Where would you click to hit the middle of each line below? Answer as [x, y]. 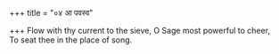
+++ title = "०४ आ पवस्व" [51, 13]
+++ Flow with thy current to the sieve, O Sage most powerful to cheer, [139, 31]
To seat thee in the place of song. [71, 40]
